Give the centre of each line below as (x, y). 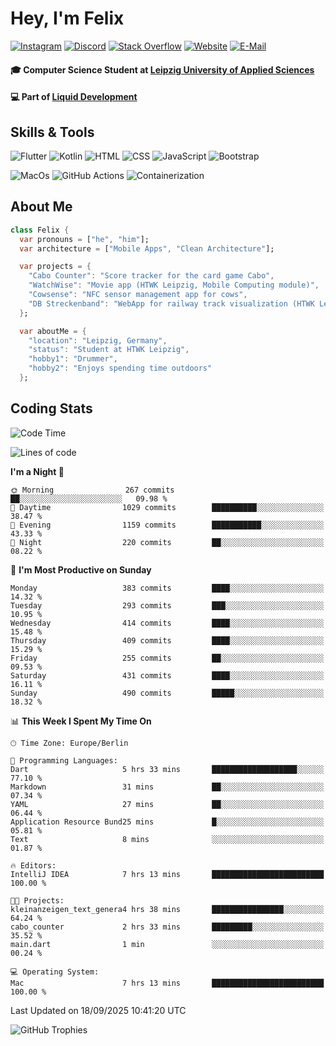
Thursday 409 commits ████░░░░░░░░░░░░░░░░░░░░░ (167, 640)
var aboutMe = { (53, 331)
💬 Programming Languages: (64, 760)
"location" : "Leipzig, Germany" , (98, 340)
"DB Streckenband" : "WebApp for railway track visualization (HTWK (171, 303)
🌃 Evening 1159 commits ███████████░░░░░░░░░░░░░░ (167, 525)
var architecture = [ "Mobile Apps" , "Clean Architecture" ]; (147, 248)
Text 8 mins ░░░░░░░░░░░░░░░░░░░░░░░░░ (167, 839)
